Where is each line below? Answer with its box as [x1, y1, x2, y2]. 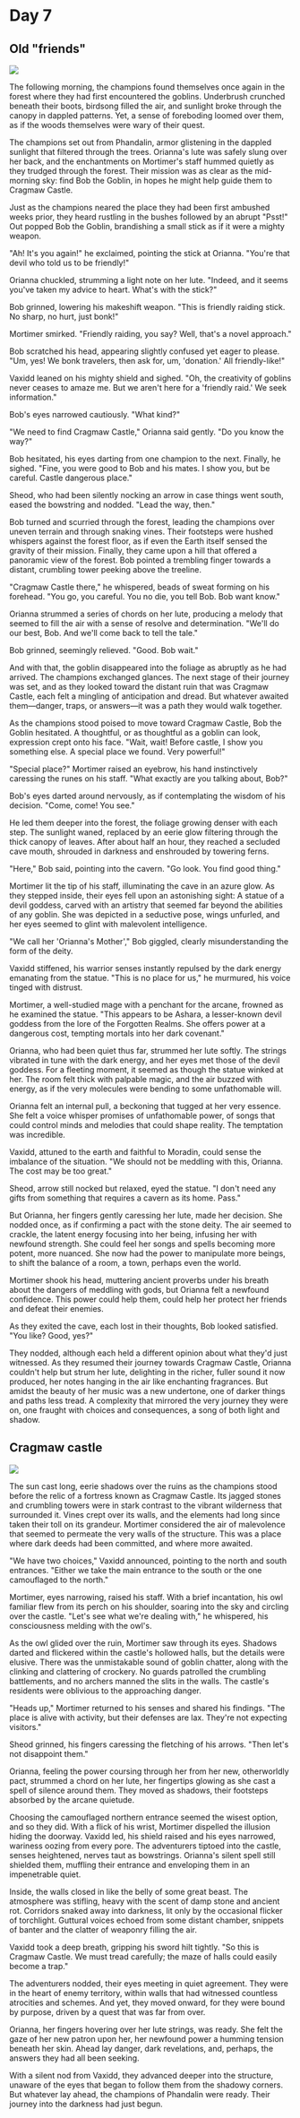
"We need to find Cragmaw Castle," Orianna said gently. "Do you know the [9, 426, 285, 437]
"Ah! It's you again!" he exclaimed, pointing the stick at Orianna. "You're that [9, 248, 290, 258]
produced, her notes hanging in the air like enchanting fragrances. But [9, 1376, 269, 1387]
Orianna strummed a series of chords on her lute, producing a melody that [9, 608, 284, 619]
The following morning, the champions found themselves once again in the [9, 82, 285, 92]
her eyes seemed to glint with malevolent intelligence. [9, 919, 208, 929]
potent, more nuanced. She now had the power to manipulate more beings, [9, 1248, 287, 1259]
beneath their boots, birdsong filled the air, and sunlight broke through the [9, 100, 282, 111]
